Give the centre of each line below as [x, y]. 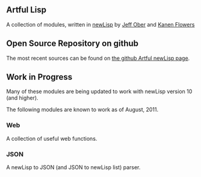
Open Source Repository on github [73, 44]
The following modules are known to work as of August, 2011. [82, 110]
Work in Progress [39, 77]
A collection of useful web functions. [52, 138]
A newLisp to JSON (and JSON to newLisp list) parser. [73, 167]
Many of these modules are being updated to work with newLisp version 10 [99, 92]
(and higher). [22, 98]
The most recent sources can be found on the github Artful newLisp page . [98, 58]
